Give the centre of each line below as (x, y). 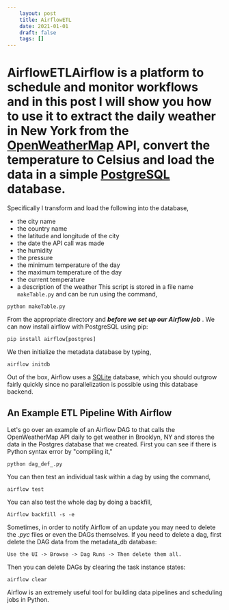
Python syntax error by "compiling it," (60, 451)
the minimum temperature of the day (69, 265)
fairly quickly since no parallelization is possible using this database (103, 385)
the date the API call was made (60, 243)
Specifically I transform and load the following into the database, (98, 208)
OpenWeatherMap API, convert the (109, 145)
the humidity (35, 251)
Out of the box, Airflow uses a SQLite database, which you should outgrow (112, 377)
